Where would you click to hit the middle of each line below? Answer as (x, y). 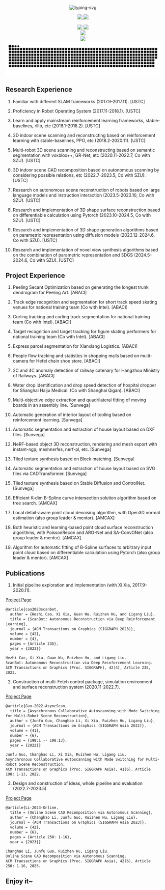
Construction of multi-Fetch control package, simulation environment (82, 682)
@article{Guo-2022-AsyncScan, (37, 706)
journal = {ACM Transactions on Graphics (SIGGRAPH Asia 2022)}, (78, 726)
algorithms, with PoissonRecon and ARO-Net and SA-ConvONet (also (83, 532)
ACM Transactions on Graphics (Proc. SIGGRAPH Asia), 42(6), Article (78, 861)
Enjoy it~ (19, 881)
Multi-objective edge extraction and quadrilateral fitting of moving (79, 400)
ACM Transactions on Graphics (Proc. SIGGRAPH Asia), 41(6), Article (78, 769)
